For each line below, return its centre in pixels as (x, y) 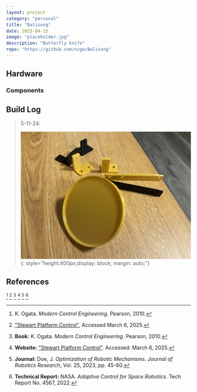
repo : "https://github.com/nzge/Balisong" (59, 50)
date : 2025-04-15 (27, 31)
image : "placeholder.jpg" (38, 37)
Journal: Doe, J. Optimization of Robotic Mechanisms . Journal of (94, 359)
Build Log (23, 109)
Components (25, 91)
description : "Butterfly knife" (45, 43)
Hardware (24, 74)
